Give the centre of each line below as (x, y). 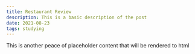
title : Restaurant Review (39, 12)
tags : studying (25, 28)
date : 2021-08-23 (28, 23)
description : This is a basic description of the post (77, 17)
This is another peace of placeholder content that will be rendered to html (98, 46)
